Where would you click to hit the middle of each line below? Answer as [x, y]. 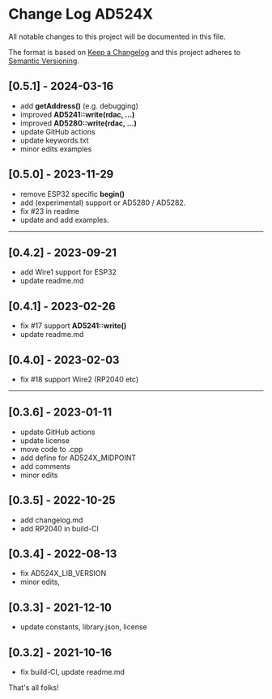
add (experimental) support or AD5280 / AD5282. [103, 202]
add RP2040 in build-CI [59, 528]
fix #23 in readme [49, 211]
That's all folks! [34, 688]
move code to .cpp [51, 449]
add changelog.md [51, 520]
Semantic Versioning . [44, 61]
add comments [45, 466]
